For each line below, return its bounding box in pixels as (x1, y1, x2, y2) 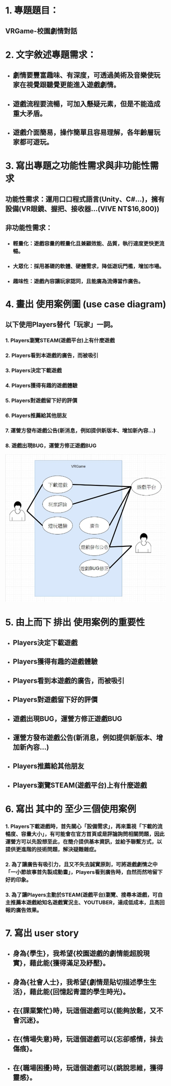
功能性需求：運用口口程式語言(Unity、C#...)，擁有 (5, 195, 165, 204)
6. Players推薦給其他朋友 (5, 412, 67, 419)
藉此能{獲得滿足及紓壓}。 (29, 959, 110, 967)
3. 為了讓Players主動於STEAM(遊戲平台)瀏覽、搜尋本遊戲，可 (5, 891, 158, 898)
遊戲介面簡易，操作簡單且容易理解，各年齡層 (12, 128, 154, 137)
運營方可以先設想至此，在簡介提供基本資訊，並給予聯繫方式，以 (5, 838, 162, 845)
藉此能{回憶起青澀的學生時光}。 (29, 987, 130, 996)
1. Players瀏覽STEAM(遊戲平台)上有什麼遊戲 (5, 337, 115, 344)
